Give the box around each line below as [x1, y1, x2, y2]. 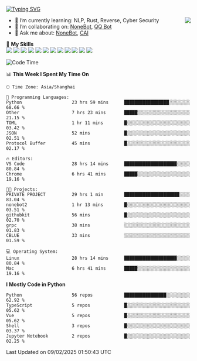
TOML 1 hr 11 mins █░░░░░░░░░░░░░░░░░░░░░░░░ [6, 120, 191, 126]
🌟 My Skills [6, 41, 34, 47]
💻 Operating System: [6, 249, 59, 255]
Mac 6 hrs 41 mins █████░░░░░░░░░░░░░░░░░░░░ [6, 266, 191, 271]
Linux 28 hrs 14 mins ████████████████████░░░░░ [6, 255, 191, 261]
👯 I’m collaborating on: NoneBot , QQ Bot [14, 23, 112, 30]
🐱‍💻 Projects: [6, 187, 38, 192]
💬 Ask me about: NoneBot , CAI [14, 29, 89, 36]
